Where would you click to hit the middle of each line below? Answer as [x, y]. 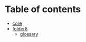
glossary [29, 34]
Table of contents [43, 9]
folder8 [20, 28]
